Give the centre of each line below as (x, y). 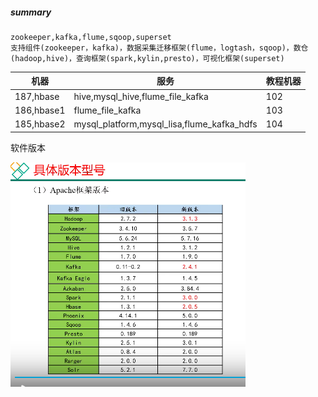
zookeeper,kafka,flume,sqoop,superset (91, 37)
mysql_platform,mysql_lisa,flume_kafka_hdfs (165, 124)
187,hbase (37, 96)
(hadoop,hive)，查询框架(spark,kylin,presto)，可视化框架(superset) (147, 58)
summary (31, 12)
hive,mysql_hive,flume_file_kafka (141, 96)
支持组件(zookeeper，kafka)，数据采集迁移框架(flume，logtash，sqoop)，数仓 (159, 48)
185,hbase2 (40, 124)
